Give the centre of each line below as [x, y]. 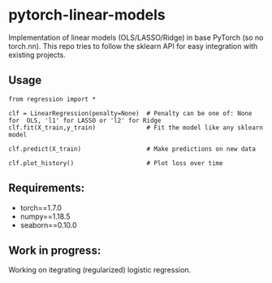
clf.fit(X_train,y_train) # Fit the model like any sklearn [136, 128]
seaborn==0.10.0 [48, 224]
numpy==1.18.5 [45, 216]
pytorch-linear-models [87, 15]
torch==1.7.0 [41, 207]
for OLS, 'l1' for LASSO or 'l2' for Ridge [85, 120]
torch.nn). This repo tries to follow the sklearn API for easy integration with [133, 46]
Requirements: [47, 188]
